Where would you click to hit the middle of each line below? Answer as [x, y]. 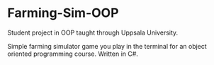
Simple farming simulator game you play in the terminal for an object [107, 46]
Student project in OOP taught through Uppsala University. [93, 32]
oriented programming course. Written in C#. [73, 54]
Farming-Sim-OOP [63, 13]
